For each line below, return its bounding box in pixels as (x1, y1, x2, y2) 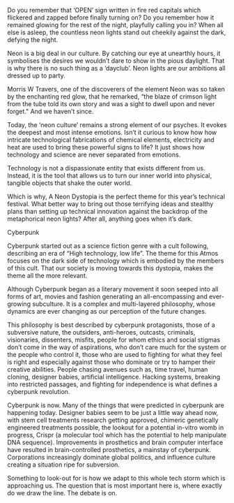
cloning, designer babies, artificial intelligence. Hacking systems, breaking (7, 373, 221, 381)
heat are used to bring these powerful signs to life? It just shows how (7, 143, 205, 151)
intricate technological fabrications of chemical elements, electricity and (7, 136, 214, 144)
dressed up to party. (7, 71, 65, 80)
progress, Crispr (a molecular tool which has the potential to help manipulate (7, 431, 227, 439)
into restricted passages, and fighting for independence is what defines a (7, 380, 218, 388)
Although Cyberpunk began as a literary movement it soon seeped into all (7, 285, 219, 293)
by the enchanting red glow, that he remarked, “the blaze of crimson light (7, 92, 217, 101)
